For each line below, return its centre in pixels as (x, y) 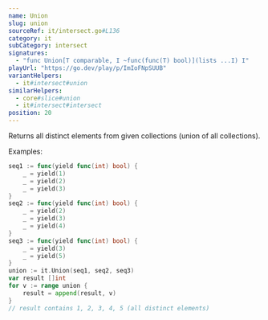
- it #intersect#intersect (59, 105)
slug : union (28, 23)
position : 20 (30, 113)
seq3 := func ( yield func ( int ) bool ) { (73, 241)
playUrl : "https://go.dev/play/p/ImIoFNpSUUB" (87, 68)
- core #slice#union (48, 98)
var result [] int (37, 278)
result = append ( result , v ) (69, 293)
